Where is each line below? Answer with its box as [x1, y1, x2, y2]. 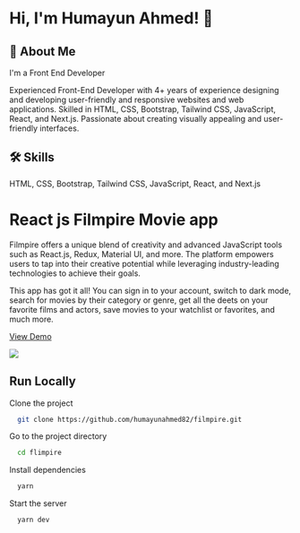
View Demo [9, 331, 52, 341]
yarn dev [17, 515, 50, 525]
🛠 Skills [9, 150, 56, 165]
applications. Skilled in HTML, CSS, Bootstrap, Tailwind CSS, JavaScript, [9, 104, 276, 115]
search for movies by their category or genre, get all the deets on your [9, 295, 269, 305]
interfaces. [39, 123, 80, 133]
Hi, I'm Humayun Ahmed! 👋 [9, 8, 213, 29]
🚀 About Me [9, 44, 76, 59]
